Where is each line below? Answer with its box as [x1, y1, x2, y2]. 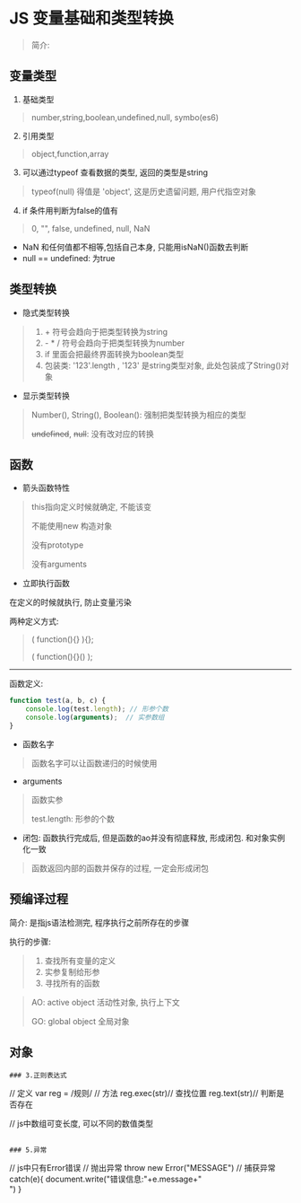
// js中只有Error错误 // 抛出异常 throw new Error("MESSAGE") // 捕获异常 [9, 1162, 276, 1172]
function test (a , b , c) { [9, 697, 106, 706]
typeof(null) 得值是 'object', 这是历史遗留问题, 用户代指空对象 [30, 186, 257, 197]
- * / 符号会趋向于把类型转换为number [44, 338, 185, 348]
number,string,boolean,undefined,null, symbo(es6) [30, 111, 219, 122]
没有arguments [30, 558, 88, 570]
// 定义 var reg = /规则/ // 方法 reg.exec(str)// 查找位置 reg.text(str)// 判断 [9, 1087, 277, 1098]
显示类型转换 [21, 390, 70, 400]
